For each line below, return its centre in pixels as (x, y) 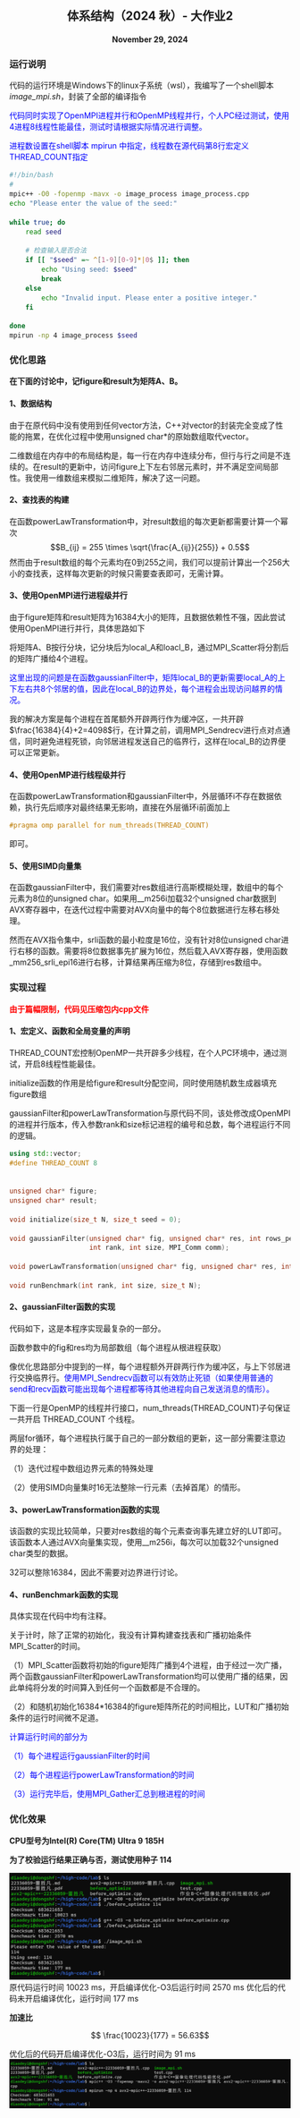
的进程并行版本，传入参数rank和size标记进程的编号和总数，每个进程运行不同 (150, 1124)
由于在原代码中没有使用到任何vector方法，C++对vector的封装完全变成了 (142, 425)
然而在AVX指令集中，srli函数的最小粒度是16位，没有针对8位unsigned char (145, 940)
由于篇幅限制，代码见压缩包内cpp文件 (79, 1008)
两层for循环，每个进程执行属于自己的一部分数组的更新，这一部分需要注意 (144, 1438)
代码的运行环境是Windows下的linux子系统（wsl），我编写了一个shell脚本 (142, 85)
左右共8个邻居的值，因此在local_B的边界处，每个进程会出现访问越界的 (146, 688)
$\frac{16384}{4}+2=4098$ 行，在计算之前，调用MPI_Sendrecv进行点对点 (146, 730)
